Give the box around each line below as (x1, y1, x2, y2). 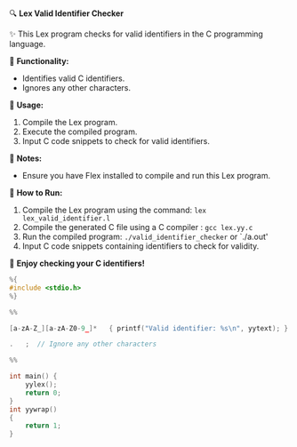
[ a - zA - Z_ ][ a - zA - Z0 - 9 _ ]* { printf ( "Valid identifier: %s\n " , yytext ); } (9, 323, 289, 332)
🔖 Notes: (9, 153, 43, 164)
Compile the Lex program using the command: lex (21, 204, 207, 215)
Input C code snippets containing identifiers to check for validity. (21, 241, 260, 251)
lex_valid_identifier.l (21, 214, 111, 223)
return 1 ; (25, 421, 62, 430)
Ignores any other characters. (21, 83, 132, 92)
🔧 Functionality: (9, 56, 69, 66)
